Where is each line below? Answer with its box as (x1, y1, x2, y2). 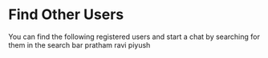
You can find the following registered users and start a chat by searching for (8, 32, 261, 41)
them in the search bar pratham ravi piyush (8, 40, 151, 49)
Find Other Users (8, 6, 124, 24)
